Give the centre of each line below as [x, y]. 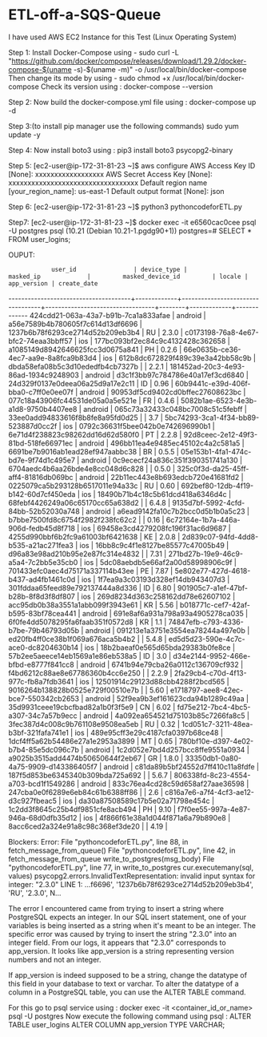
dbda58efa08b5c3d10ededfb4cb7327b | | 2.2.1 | [88, 366]
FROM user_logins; [40, 239]
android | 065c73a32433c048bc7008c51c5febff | [165, 409]
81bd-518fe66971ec [41, 443]
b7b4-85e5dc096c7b [44, 749]
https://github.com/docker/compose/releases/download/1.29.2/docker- [129, 61]
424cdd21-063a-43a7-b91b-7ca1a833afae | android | [118, 315]
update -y [25, 135]
